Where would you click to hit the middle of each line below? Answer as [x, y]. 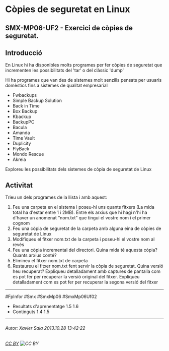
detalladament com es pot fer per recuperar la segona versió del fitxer [85, 282]
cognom [21, 223]
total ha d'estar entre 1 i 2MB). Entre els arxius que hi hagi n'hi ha [80, 212]
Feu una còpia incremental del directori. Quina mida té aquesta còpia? [85, 250]
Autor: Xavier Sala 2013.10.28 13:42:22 [45, 328]
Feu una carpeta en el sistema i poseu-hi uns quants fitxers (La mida [83, 207]
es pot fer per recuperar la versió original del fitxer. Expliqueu [76, 277]
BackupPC [23, 122]
